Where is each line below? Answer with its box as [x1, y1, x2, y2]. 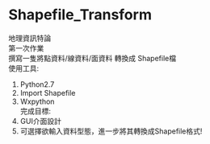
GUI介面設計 [19, 116, 62, 125]
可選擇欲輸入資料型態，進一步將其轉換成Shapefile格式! [19, 126, 203, 136]
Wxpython [19, 97, 55, 106]
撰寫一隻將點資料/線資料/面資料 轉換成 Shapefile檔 [8, 53, 176, 63]
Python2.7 [19, 79, 55, 89]
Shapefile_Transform [8, 6, 152, 24]
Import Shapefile [19, 88, 76, 97]
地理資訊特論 [8, 33, 51, 43]
